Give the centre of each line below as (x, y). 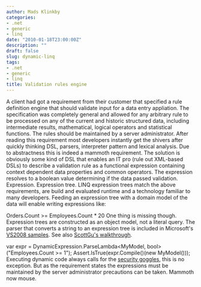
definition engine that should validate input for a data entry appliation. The (98, 108)
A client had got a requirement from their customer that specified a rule (94, 102)
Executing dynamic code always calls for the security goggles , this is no (95, 259)
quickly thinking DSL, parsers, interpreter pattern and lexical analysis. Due (98, 146)
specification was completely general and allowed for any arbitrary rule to (97, 114)
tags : (13, 62)
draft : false (22, 51)
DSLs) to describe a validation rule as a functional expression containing (95, 165)
